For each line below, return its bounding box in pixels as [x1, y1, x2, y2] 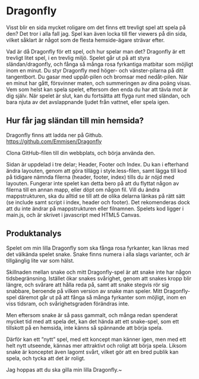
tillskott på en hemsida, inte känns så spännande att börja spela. [6, 324, 163, 331]
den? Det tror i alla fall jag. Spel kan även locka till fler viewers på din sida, [6, 30, 187, 37]
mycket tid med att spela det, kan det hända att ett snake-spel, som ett [6, 318, 179, 325]
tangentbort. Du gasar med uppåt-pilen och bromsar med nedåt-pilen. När [6, 73, 188, 80]
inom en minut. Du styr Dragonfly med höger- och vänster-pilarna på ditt [6, 67, 184, 74]
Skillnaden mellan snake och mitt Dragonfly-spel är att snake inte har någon [6, 269, 191, 276]
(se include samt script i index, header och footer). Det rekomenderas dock [6, 198, 190, 206]
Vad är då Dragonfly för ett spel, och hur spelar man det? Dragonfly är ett [6, 48, 185, 55]
